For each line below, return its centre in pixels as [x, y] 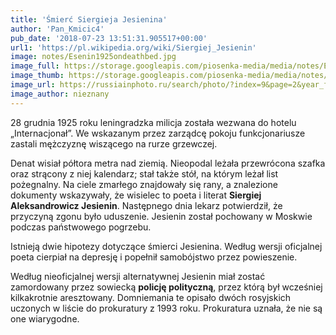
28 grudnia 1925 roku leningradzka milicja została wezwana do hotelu [153, 122]
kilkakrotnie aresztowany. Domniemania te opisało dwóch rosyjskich [151, 297]
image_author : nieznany [60, 94]
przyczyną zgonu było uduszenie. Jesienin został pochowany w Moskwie [161, 216]
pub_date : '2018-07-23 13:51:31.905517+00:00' [109, 38]
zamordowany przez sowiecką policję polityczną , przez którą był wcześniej [166, 287]
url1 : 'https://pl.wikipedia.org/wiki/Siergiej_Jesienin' [133, 47]
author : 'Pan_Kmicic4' [57, 29]
